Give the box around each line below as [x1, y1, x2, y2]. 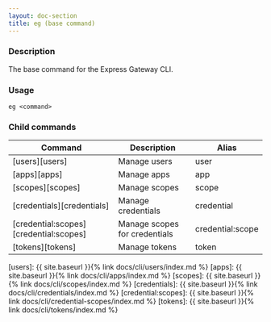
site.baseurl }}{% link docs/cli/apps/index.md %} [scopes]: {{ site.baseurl [8, 271, 253, 281]
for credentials [118, 228, 173, 240]
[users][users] [12, 156, 68, 167]
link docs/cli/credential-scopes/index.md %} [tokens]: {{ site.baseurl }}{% [8, 296, 255, 307]
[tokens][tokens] [12, 241, 77, 253]
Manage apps [118, 169, 171, 180]
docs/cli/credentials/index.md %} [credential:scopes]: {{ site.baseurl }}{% [8, 288, 254, 298]
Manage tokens [118, 241, 177, 253]
